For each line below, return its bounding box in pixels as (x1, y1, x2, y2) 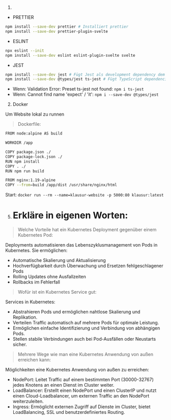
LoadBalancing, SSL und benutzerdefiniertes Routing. (12, 409, 125, 415)
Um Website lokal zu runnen (5, 111, 65, 117)
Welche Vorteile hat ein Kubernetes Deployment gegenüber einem (17, 227, 157, 233)
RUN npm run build (5, 168, 44, 173)
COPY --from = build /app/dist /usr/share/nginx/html (5, 183, 117, 188)
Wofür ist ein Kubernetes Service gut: (17, 289, 97, 295)
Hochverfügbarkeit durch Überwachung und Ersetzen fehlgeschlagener (12, 263, 164, 269)
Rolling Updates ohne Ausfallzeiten (12, 274, 87, 280)
